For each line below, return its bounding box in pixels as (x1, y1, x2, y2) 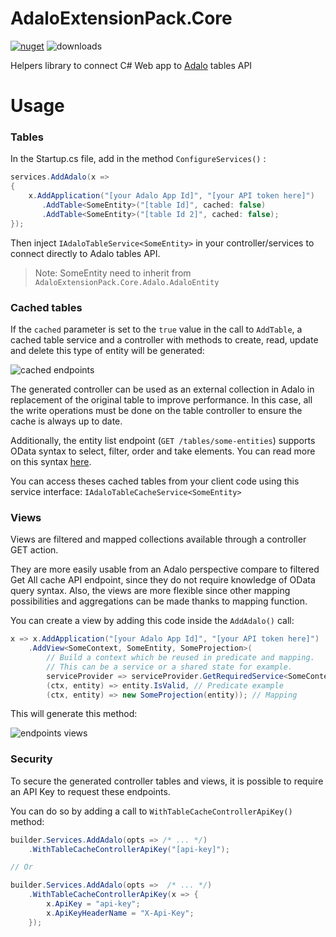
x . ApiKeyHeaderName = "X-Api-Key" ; (46, 908, 195, 918)
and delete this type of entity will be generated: (10, 344, 205, 356)
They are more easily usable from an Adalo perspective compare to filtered (10, 563, 320, 576)
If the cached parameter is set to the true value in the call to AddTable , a (10, 323, 303, 335)
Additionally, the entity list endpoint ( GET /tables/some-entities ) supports (10, 434, 316, 446)
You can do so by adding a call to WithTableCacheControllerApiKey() (10, 805, 293, 817)
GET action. (10, 544, 59, 556)
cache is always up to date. (10, 415, 123, 427)
